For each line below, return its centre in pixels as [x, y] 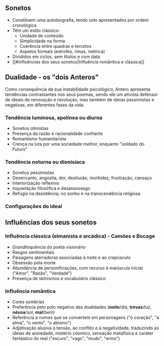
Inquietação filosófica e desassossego [51, 189]
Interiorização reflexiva [35, 183]
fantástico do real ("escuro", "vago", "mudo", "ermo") [66, 339]
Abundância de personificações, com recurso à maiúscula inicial [78, 268]
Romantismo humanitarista [39, 139]
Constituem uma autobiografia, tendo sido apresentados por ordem [80, 20]
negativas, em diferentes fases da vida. [45, 105]
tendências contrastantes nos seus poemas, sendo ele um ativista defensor [82, 94]
